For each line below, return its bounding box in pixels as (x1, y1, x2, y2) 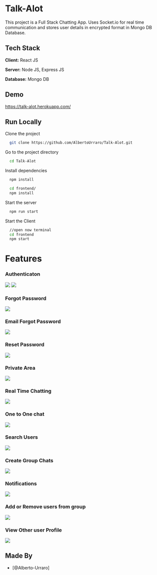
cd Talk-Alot (9, 159, 36, 164)
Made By (5, 552, 33, 560)
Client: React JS (5, 57, 38, 63)
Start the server (5, 199, 37, 205)
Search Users (5, 434, 38, 441)
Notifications (5, 480, 37, 487)
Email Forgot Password (5, 318, 61, 325)
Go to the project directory (5, 149, 59, 155)
